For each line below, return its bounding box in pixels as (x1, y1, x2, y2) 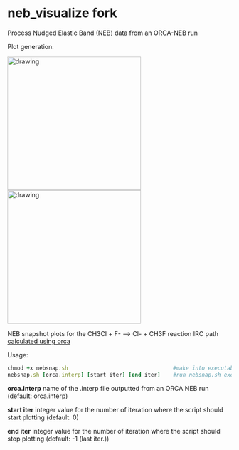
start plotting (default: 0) (7, 413, 80, 422)
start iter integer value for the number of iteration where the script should (7, 405, 223, 414)
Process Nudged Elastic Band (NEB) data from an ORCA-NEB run (7, 28, 198, 37)
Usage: (7, 350, 28, 359)
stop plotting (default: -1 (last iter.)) (7, 434, 110, 443)
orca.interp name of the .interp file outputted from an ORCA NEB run (7, 384, 209, 392)
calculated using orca (7, 337, 71, 345)
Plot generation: (7, 42, 55, 51)
